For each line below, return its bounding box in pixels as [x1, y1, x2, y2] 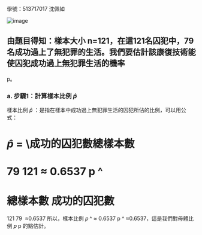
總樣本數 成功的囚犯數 [7, 194, 114, 207]
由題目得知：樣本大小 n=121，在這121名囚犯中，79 [7, 36, 194, 46]
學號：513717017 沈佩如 [7, 5, 65, 12]
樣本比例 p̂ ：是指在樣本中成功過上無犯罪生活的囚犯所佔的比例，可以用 [7, 106, 182, 114]
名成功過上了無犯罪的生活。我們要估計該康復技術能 [7, 47, 196, 57]
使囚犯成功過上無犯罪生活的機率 [7, 59, 125, 69]
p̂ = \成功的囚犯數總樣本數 [7, 137, 135, 151]
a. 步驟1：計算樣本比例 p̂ [7, 91, 77, 100]
